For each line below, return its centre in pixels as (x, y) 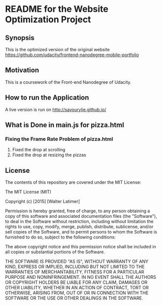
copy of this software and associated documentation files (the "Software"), (81, 216)
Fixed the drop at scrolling (39, 150)
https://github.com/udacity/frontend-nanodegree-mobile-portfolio (72, 55)
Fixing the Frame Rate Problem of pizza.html (59, 139)
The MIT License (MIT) (28, 192)
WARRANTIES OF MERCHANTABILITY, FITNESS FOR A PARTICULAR (75, 272)
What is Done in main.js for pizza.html (65, 125)
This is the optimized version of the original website (57, 50)
